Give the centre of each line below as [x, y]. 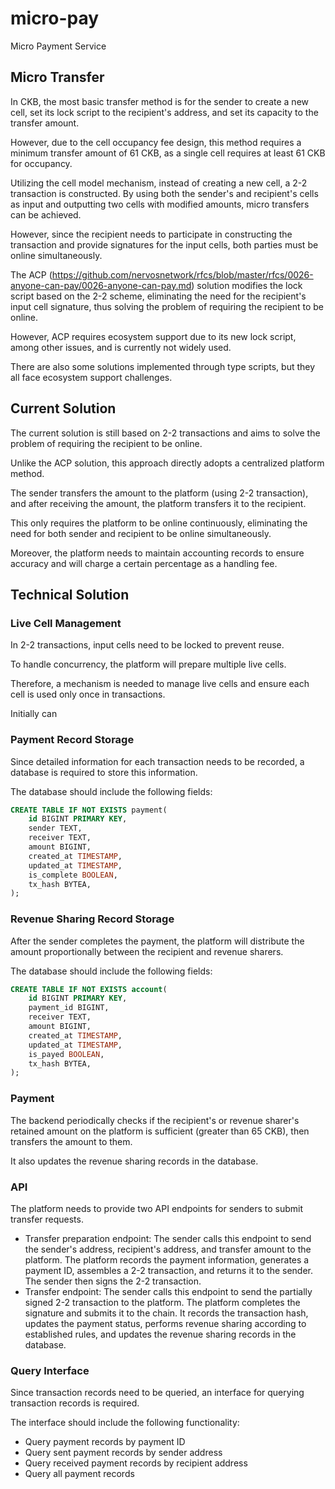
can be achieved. [46, 214]
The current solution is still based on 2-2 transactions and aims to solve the [165, 433]
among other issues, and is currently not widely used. [121, 347]
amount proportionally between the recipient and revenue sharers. [147, 951]
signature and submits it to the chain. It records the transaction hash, [166, 1313]
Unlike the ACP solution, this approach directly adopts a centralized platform [167, 463]
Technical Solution [70, 594]
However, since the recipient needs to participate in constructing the [151, 234]
